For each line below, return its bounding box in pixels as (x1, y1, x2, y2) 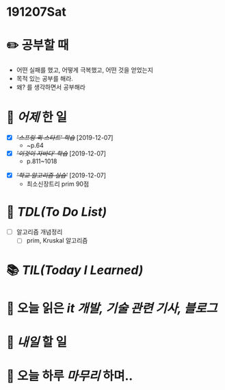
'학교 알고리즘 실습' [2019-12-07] (16, 171, 107, 180)
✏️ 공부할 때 (6, 38, 69, 53)
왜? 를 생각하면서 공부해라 (16, 83, 86, 91)
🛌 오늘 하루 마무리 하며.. (6, 368, 133, 384)
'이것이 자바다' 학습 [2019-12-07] (16, 149, 107, 158)
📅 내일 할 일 (6, 334, 68, 350)
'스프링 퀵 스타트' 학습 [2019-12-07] (16, 134, 114, 142)
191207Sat (6, 4, 66, 20)
